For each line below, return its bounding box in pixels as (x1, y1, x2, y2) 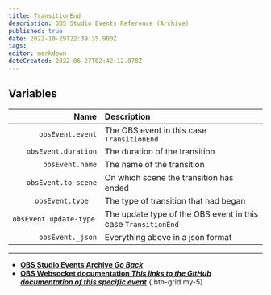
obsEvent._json (39, 232, 98, 242)
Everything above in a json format (104, 231, 232, 242)
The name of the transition (104, 158, 205, 170)
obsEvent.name (43, 159, 98, 169)
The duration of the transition (104, 145, 215, 157)
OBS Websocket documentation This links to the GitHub (19, 268, 212, 278)
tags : (8, 42, 27, 50)
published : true (8, 27, 63, 35)
